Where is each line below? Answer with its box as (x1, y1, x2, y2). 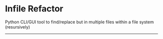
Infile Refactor (5, 3, 64, 14)
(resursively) (5, 24, 31, 29)
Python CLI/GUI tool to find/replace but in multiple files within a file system (5, 19, 154, 25)
